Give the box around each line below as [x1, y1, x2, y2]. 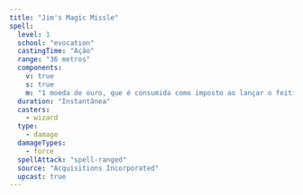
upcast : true [17, 172, 67, 181]
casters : [17, 105, 50, 114]
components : [17, 64, 63, 73]
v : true [25, 72, 54, 81]
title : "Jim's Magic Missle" [9, 13, 119, 22]
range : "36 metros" [17, 55, 91, 64]
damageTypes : [17, 138, 67, 147]
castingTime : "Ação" [17, 47, 95, 56]
